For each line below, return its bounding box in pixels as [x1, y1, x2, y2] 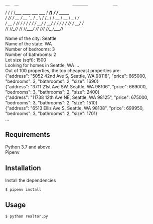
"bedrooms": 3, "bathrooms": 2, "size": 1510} [5, 100, 98, 105]
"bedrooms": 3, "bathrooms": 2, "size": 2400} [5, 89, 100, 95]
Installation [5, 164, 41, 173]
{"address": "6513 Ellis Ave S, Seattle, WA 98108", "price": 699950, [5, 105, 144, 111]
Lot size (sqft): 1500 [5, 57, 47, 63]
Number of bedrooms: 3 [5, 46, 55, 52]
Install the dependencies [5, 177, 56, 183]
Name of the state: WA [5, 41, 52, 46]
